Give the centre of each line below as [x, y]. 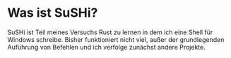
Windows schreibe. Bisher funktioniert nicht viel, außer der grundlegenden [116, 39]
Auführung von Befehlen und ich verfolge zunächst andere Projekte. [107, 47]
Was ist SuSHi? [53, 13]
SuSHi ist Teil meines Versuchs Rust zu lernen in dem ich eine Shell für [110, 32]
